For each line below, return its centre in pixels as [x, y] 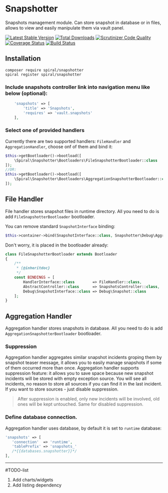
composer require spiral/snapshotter [44, 70]
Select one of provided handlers [45, 130]
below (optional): [26, 93]
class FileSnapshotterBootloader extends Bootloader [61, 254]
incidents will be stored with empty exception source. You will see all [76, 378]
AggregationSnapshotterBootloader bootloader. [53, 333]
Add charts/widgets [33, 480]
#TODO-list [17, 470]
